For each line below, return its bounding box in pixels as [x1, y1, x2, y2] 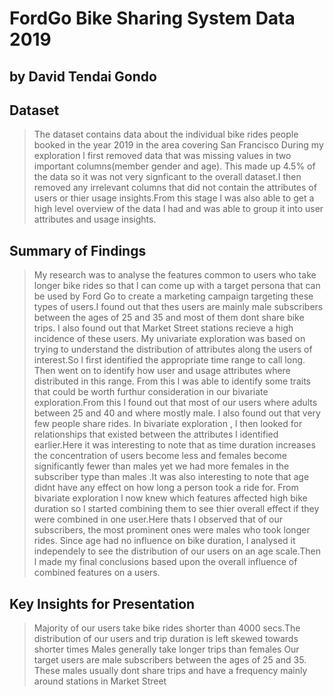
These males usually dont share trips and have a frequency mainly [33, 665, 308, 677]
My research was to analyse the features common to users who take [33, 269, 317, 281]
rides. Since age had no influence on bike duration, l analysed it [33, 535, 296, 547]
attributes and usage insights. [33, 213, 157, 226]
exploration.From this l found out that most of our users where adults [33, 397, 318, 409]
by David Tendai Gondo [9, 68, 157, 85]
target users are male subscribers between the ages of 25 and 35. [33, 654, 307, 666]
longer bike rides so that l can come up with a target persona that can [33, 280, 321, 292]
